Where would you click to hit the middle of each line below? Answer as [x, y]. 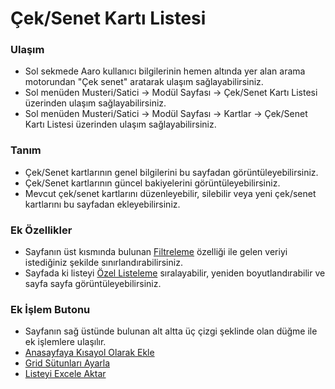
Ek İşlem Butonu [50, 309]
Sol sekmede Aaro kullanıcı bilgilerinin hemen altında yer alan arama [165, 71]
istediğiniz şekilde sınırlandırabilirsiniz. [103, 263]
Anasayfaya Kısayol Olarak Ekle [89, 353]
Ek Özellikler [41, 230]
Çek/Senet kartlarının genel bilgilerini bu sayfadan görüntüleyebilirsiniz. [171, 172]
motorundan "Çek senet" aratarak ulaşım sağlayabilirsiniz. [144, 82]
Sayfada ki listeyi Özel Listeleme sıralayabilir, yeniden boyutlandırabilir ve [175, 273]
